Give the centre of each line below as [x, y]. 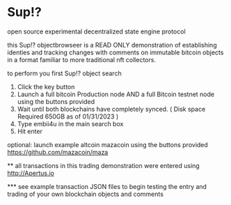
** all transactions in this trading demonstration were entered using [103, 165]
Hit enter [30, 131]
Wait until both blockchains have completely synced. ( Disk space [111, 109]
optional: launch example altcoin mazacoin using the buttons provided [108, 144]
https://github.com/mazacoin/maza [58, 152]
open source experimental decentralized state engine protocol [96, 31]
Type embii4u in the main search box [70, 123]
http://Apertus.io [31, 173]
